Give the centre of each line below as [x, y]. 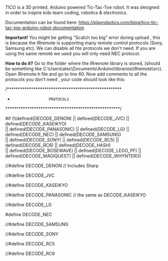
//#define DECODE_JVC [30, 175]
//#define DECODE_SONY [32, 234]
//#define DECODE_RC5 [30, 244]
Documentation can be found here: [41, 22]
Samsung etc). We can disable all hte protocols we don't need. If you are [80, 48]
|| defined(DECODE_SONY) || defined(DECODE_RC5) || [62, 140]
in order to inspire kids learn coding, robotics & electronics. [66, 13]
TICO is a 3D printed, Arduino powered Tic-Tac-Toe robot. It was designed [82, 7]
